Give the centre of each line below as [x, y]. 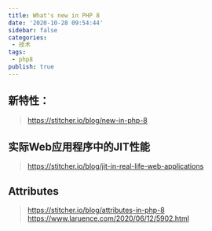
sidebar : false [33, 30]
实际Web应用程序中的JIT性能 [79, 147]
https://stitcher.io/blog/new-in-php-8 [87, 120]
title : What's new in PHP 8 [54, 15]
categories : [27, 37]
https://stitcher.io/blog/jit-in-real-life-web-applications [115, 166]
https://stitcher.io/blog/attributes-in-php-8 [96, 211]
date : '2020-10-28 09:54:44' [56, 23]
